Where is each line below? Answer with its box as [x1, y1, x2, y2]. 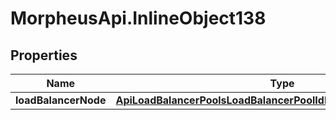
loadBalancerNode [15, 93, 107, 107]
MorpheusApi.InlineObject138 [10, 7, 267, 30]
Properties [10, 47, 78, 64]
